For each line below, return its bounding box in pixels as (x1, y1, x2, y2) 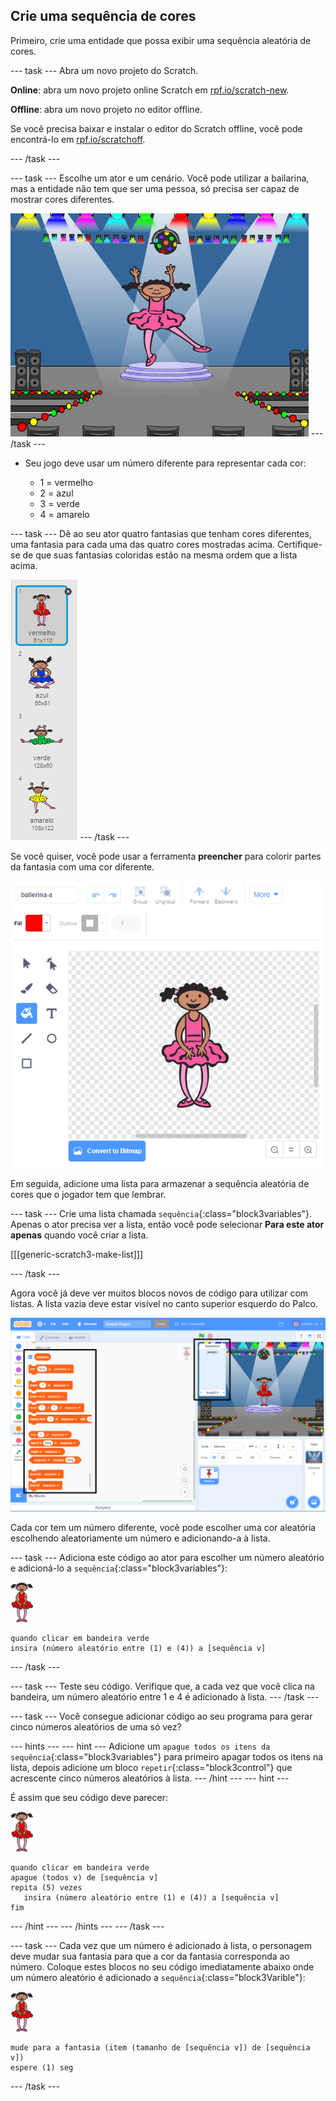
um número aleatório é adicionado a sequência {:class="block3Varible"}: (10, 1972, 306, 1984)
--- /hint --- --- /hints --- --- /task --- (10, 1920, 165, 1933)
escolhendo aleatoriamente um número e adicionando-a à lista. (10, 1532, 271, 1544)
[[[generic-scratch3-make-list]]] (10, 1248, 144, 1260)
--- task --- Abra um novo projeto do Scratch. (10, 64, 199, 76)
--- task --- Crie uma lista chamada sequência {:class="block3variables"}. (10, 1207, 313, 1219)
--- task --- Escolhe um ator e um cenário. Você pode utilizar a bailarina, (10, 172, 310, 184)
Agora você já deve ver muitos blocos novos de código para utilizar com (10, 1287, 309, 1299)
